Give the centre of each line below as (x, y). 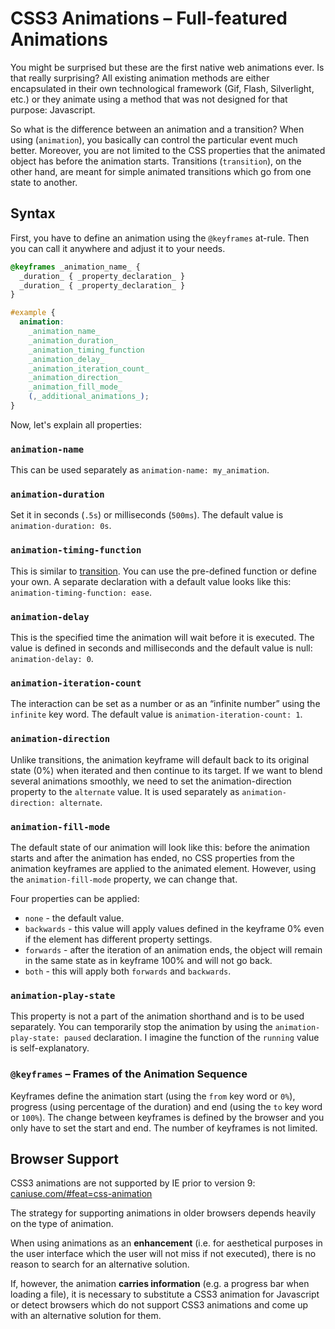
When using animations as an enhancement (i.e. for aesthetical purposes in (166, 1243)
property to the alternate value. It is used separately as (125, 791)
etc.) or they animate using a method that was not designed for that (149, 99)
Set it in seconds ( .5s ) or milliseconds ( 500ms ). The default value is (147, 515)
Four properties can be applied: (75, 898)
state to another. (44, 182)
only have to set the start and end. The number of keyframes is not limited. (164, 1128)
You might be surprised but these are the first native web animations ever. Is (167, 67)
